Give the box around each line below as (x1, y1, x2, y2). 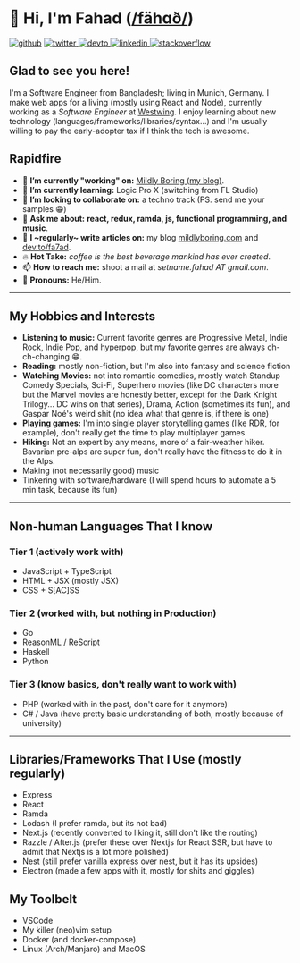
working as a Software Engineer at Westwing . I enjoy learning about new (9, 106, 277, 117)
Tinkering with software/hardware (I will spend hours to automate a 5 (21, 475, 277, 486)
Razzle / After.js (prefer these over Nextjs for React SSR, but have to (21, 837, 273, 848)
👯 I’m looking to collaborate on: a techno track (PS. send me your (21, 194, 265, 205)
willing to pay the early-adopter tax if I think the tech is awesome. (9, 125, 250, 136)
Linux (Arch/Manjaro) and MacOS (21, 943, 146, 955)
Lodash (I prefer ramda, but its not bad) (21, 818, 168, 829)
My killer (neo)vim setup (21, 925, 112, 935)
